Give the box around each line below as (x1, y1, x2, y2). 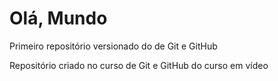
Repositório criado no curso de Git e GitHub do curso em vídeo (9, 59, 269, 71)
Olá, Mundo (9, 7, 108, 30)
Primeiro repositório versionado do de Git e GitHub (9, 40, 218, 52)
